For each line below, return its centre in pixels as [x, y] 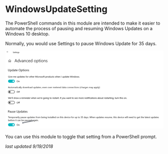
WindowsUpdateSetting [56, 9]
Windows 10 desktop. [27, 34]
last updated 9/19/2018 [29, 146]
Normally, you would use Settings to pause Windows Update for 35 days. [81, 43]
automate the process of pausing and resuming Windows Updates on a [79, 28]
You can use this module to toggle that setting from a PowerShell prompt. [81, 137]
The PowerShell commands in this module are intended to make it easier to [83, 23]
